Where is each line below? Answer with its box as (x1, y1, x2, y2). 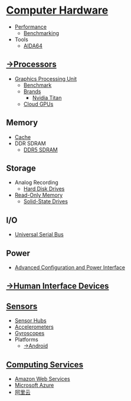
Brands (23, 87, 41, 95)
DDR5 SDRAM (23, 146, 58, 153)
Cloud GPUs (23, 100, 54, 108)
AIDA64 (23, 42, 43, 49)
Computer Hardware (6, 4, 109, 17)
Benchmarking (23, 29, 60, 36)
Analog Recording (14, 179, 59, 186)
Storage (6, 163, 37, 173)
